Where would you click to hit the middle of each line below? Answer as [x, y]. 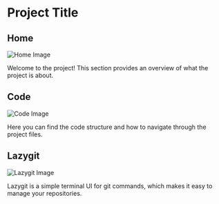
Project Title [43, 13]
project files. [25, 134]
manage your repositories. [45, 193]
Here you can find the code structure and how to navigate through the [107, 127]
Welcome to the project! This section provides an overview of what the [108, 68]
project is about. [30, 75]
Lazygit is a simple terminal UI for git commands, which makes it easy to [110, 186]
